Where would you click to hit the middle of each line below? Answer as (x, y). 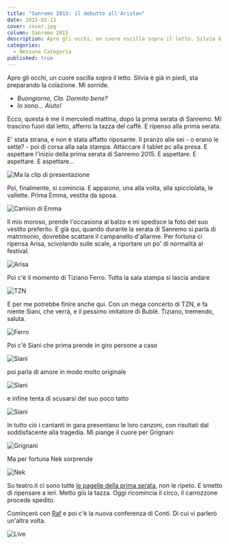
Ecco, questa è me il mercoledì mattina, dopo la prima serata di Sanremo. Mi (114, 119)
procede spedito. (31, 500)
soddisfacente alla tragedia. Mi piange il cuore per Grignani (91, 432)
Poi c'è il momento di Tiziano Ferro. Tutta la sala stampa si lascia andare (108, 277)
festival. (18, 250)
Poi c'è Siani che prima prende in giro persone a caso (82, 345)
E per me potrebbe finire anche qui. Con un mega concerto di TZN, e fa (108, 304)
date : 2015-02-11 (32, 20)
